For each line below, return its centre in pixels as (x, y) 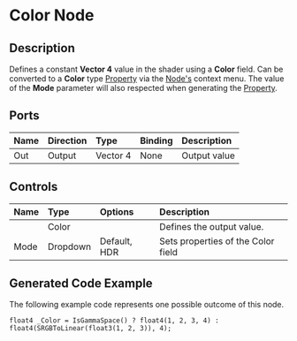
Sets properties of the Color (217, 241)
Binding (156, 140)
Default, (116, 241)
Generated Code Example (81, 284)
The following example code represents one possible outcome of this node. (147, 305)
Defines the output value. (211, 226)
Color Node (52, 15)
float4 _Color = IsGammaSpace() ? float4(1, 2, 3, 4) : (114, 321)
